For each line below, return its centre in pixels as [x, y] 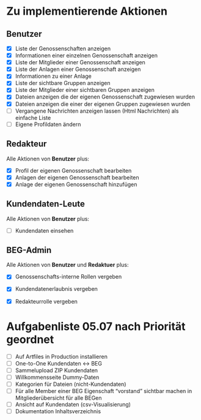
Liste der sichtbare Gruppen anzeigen [63, 83]
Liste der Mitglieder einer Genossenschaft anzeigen [80, 62]
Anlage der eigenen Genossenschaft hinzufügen [76, 184]
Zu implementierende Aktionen [87, 11]
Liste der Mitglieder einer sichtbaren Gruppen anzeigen [85, 90]
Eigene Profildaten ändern [48, 124]
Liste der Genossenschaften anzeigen [63, 48]
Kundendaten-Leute [46, 204]
